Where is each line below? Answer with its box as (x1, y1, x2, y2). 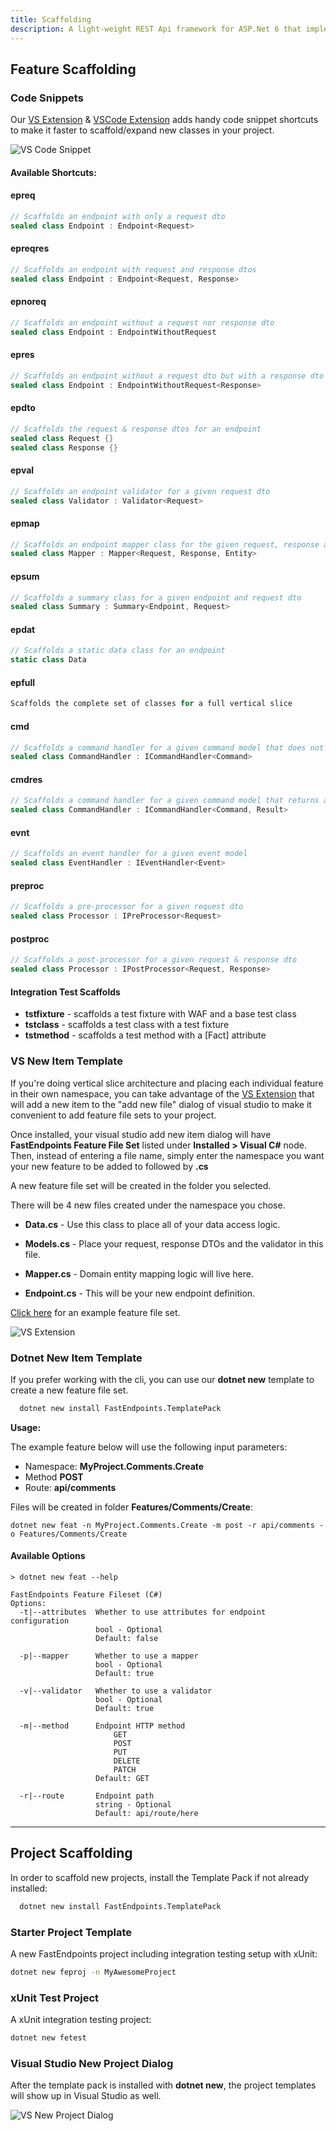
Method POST (24, 1471, 84, 1483)
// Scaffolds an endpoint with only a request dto (10, 211, 226, 221)
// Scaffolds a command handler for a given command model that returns (10, 796, 320, 806)
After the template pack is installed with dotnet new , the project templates (10, 2079, 317, 2091)
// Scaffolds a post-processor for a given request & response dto (10, 955, 298, 965)
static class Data (10, 655, 87, 665)
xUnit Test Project (10, 1991, 100, 2005)
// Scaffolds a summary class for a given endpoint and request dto (10, 592, 302, 603)
